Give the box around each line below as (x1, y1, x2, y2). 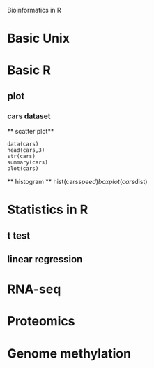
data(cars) (7, 141, 39, 148)
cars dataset (7, 111, 51, 121)
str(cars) (7, 153, 36, 160)
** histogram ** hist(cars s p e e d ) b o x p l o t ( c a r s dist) (7, 178, 148, 186)
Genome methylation (7, 346, 131, 361)
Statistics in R (7, 202, 88, 218)
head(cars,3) (7, 147, 45, 154)
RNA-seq (7, 281, 61, 297)
